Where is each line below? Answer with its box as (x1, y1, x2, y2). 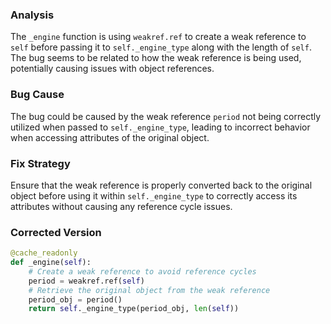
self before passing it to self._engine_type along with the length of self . (10, 41, 312, 53)
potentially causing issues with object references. (10, 63, 215, 75)
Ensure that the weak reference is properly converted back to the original (10, 179, 313, 191)
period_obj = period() (28, 294, 123, 305)
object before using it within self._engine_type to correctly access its (10, 189, 298, 202)
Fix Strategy (10, 156, 71, 170)
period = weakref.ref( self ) (28, 276, 145, 286)
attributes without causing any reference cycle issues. (10, 200, 233, 212)
